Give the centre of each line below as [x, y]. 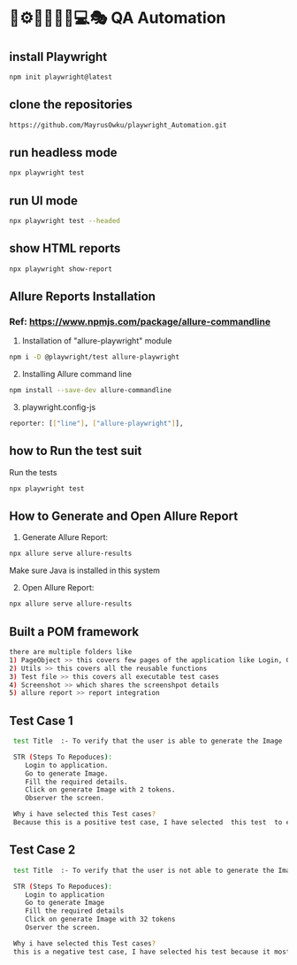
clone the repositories [71, 105]
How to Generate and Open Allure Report [124, 517]
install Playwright [58, 56]
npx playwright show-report [61, 269]
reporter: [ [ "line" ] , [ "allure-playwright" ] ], [96, 424]
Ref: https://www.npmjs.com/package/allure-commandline [140, 321]
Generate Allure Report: [65, 537]
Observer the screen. [65, 799]
